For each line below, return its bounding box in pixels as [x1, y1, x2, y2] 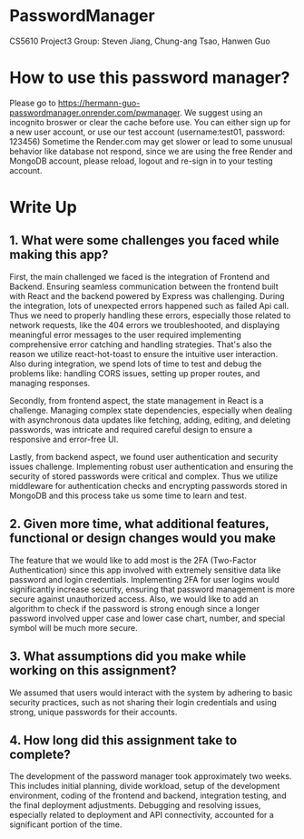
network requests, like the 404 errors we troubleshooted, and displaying [9, 319, 280, 330]
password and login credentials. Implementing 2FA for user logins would [9, 574, 279, 584]
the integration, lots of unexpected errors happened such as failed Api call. [9, 300, 289, 311]
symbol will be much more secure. [9, 622, 138, 633]
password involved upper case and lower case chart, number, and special [9, 613, 286, 624]
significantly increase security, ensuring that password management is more [9, 584, 295, 594]
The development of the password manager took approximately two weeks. [9, 771, 292, 782]
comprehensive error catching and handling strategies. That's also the [9, 338, 272, 350]
